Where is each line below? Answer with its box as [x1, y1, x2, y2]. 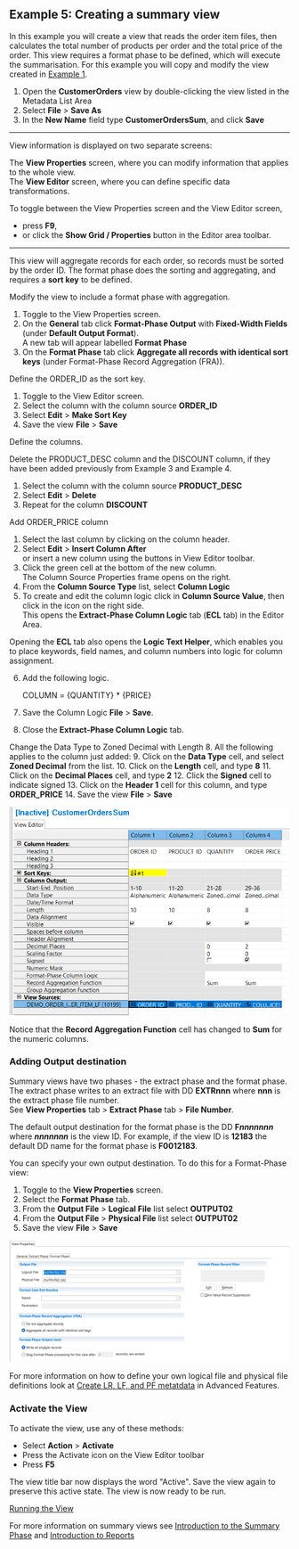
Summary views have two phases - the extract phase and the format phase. [9, 1076, 287, 1086]
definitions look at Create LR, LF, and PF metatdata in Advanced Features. [9, 1381, 280, 1391]
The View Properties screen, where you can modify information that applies [9, 157, 289, 168]
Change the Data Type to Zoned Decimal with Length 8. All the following [9, 742, 274, 752]
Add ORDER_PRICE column [9, 516, 109, 527]
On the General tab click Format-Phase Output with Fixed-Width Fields [21, 318, 287, 329]
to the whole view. [9, 167, 76, 177]
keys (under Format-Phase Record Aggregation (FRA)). [21, 356, 225, 366]
